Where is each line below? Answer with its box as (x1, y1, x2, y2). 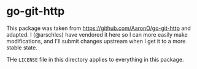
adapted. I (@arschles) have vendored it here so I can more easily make (6, 31, 188, 38)
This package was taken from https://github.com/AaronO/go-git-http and (6, 24, 191, 32)
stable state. (6, 44, 38, 51)
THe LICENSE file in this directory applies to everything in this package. (6, 56, 184, 63)
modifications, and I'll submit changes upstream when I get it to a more (6, 37, 186, 45)
